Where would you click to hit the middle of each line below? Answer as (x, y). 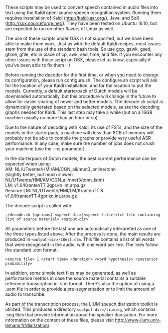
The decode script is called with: (39, 205)
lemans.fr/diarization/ (27, 325)
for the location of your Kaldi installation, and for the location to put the (78, 86)
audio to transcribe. (26, 294)
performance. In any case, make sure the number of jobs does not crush (80, 143)
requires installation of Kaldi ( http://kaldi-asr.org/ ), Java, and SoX (72, 18)
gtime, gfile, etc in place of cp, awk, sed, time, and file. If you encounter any (83, 54)
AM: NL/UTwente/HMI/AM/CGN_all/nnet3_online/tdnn (61, 169)
